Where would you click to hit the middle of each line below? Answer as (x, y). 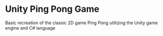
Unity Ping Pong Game (52, 9)
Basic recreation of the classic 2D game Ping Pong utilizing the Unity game (81, 23)
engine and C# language (30, 28)
